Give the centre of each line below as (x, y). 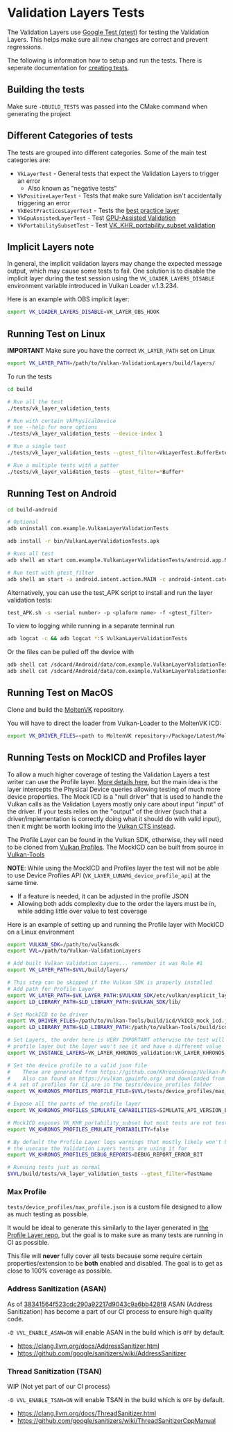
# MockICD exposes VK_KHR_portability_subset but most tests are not (110, 1123)
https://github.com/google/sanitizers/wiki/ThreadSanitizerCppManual (116, 1420)
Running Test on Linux (57, 334)
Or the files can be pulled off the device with (71, 652)
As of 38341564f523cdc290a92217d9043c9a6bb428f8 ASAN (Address (110, 1304)
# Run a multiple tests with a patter (63, 465)
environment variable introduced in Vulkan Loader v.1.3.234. (93, 286)
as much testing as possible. (48, 1214)
